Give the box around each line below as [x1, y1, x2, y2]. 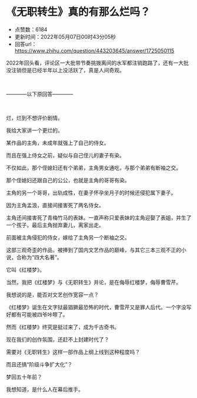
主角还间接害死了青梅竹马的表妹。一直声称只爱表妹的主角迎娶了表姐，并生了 [6, 214, 192, 221]
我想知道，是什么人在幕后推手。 [6, 386, 84, 393]
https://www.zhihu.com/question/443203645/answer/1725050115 [14, 47, 175, 54]
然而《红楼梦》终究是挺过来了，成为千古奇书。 [6, 323, 119, 330]
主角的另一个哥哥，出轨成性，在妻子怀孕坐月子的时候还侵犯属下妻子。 [6, 189, 176, 196]
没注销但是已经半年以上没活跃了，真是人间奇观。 [6, 66, 125, 73]
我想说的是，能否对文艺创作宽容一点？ [6, 291, 99, 298]
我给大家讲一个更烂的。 [6, 127, 63, 134]
